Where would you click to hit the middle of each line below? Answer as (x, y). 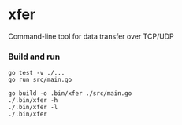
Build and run (34, 57)
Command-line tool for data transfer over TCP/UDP (91, 36)
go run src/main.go (40, 80)
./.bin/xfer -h (33, 101)
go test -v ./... (37, 73)
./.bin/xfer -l (33, 108)
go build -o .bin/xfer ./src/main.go (70, 94)
